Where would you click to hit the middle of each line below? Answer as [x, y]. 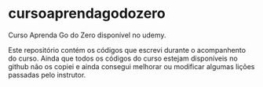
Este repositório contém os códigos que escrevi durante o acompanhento [127, 50]
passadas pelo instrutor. [47, 75]
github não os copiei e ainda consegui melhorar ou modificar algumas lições [131, 66]
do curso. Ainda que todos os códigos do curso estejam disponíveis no [123, 58]
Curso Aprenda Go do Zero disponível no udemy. [87, 35]
